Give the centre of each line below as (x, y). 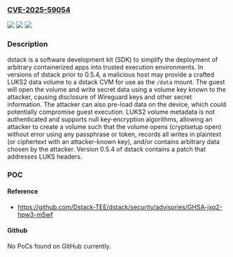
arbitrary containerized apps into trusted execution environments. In (105, 67)
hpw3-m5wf (35, 214)
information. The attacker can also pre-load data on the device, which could (117, 104)
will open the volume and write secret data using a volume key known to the (116, 89)
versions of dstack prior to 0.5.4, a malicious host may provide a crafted (111, 74)
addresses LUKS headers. (45, 157)
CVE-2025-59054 (39, 10)
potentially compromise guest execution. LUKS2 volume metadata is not (111, 112)
